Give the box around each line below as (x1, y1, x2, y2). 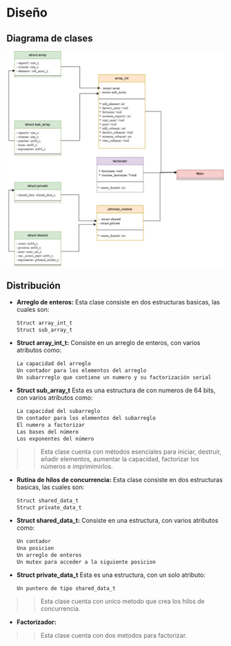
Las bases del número (16, 429, 79, 436)
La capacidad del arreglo (16, 360, 91, 367)
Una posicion (16, 545, 54, 552)
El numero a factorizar (16, 422, 86, 429)
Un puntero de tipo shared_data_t (16, 585, 116, 592)
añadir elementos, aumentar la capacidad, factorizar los (40, 455, 199, 463)
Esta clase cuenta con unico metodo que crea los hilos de (40, 597, 205, 606)
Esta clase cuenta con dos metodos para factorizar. (40, 631, 188, 640)
